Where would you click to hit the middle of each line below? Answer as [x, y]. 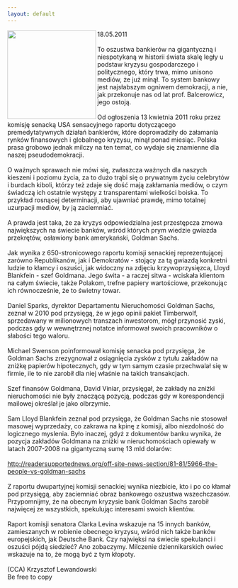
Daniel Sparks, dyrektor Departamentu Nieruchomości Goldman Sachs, [111, 305]
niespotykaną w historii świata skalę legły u [160, 57]
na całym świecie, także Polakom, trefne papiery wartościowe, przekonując [118, 283]
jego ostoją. [114, 102]
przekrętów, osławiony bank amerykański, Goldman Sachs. [93, 238]
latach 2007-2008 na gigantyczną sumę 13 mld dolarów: [90, 448]
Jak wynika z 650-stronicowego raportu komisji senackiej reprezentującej [115, 253]
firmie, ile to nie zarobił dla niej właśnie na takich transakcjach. [98, 373]
